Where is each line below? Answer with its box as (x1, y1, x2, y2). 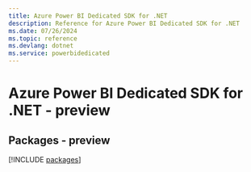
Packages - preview (8, 133, 111, 147)
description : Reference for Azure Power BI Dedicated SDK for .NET (8, 19, 241, 27)
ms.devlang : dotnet (8, 42, 74, 50)
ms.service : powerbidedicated (8, 49, 111, 57)
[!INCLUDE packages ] (8, 155, 82, 164)
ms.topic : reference (8, 34, 78, 43)
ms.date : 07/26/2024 (8, 27, 78, 35)
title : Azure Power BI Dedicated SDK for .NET (8, 11, 168, 20)
